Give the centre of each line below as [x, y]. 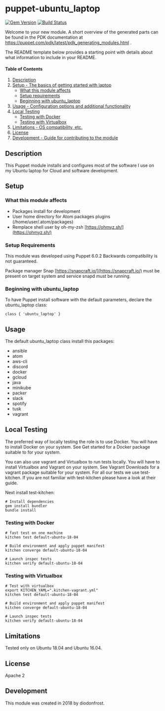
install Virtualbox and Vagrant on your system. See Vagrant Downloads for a [82, 467]
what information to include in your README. [51, 57]
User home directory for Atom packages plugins [61, 216]
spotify [20, 404]
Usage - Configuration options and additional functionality [71, 106]
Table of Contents [24, 69]
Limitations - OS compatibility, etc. [47, 128]
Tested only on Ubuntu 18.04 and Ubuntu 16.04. [54, 648]
